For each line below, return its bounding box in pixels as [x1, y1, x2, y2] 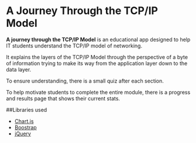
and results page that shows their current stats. [6, 95, 121, 102]
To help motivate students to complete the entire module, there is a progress [6, 88, 191, 96]
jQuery [14, 130, 31, 137]
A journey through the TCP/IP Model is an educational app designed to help [6, 36, 191, 43]
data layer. [6, 66, 32, 73]
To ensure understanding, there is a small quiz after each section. [6, 77, 164, 84]
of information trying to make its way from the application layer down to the [6, 60, 188, 67]
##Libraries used [6, 106, 47, 113]
